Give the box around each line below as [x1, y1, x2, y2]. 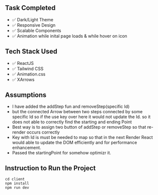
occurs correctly [26, 129, 60, 135]
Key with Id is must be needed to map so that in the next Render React [12, 135, 153, 140]
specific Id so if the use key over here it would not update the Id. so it [12, 114, 151, 120]
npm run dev [5, 185, 29, 190]
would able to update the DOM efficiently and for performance [12, 140, 137, 146]
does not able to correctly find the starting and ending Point [12, 119, 132, 125]
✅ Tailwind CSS [12, 65, 44, 72]
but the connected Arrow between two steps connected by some [12, 109, 143, 115]
